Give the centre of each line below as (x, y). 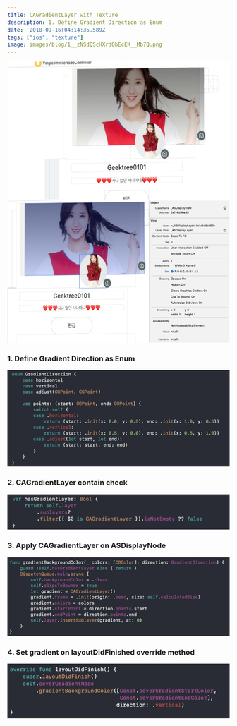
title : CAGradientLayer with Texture (63, 15)
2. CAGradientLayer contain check (68, 483)
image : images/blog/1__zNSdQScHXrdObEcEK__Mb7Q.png (85, 45)
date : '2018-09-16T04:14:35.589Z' (58, 30)
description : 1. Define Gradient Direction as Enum (85, 22)
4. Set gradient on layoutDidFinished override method (101, 653)
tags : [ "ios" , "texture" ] (45, 37)
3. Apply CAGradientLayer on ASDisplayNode (87, 545)
